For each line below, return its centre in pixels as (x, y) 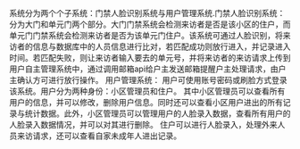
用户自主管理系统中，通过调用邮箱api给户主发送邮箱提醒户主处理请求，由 (144, 69)
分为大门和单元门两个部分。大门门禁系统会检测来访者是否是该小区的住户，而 (150, 24)
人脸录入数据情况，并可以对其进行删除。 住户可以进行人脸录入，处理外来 (143, 124)
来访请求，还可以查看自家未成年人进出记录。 (99, 136)
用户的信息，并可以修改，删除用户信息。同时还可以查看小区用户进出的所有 (146, 102)
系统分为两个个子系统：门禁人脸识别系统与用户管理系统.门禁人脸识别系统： (147, 13)
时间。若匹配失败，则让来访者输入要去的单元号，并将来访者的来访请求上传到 (150, 58)
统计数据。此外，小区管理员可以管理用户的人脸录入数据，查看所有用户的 (158, 113)
